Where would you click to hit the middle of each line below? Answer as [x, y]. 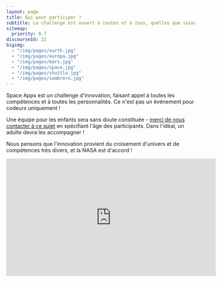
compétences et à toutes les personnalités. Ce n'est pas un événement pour [100, 102]
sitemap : [17, 28]
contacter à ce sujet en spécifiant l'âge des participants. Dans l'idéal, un [95, 126]
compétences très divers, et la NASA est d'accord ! [69, 151]
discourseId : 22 [26, 39]
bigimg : [16, 45]
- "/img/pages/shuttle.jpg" [47, 73]
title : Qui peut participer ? [44, 17]
